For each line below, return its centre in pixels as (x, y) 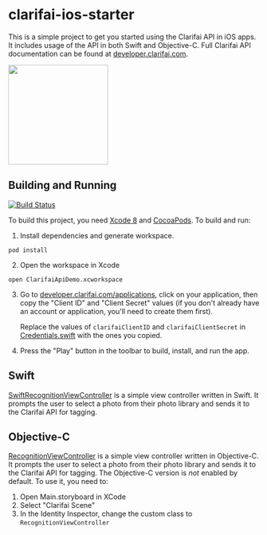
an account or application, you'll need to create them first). (116, 311)
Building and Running (63, 185)
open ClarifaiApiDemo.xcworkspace (66, 279)
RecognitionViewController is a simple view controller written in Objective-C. (133, 456)
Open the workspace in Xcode (70, 265)
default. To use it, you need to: (59, 482)
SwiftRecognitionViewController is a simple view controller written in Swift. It (133, 395)
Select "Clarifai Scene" (57, 505)
